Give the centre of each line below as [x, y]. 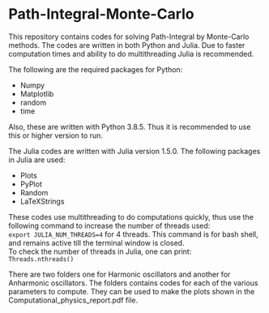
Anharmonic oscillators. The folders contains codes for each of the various [133, 283]
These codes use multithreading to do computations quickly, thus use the [131, 217]
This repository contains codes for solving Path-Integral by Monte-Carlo [129, 36]
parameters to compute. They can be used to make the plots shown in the [132, 291]
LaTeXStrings [42, 201]
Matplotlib [37, 93]
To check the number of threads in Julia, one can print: [100, 251]
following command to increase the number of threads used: [109, 225]
